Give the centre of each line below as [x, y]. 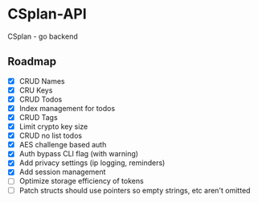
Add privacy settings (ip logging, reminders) [92, 163]
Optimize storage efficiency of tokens [81, 181]
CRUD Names [42, 81]
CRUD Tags [38, 117]
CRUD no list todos [50, 136]
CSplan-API [47, 14]
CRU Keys [36, 90]
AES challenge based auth [63, 145]
